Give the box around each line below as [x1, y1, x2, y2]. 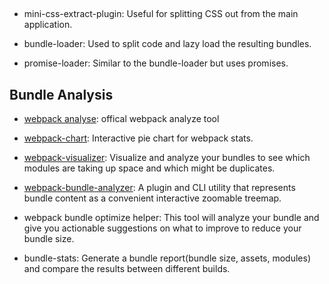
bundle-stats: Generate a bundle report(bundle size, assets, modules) [23, 252, 312, 264]
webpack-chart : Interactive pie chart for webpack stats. [23, 132, 254, 144]
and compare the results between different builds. [23, 263, 231, 275]
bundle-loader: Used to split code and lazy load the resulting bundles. [23, 38, 312, 50]
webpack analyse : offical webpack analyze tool [23, 113, 220, 125]
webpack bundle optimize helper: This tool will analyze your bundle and [23, 212, 320, 224]
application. [23, 19, 73, 31]
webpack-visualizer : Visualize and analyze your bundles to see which [23, 152, 311, 164]
